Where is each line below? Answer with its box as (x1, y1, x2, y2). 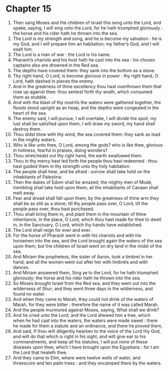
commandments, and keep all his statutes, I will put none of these (12, 338, 148, 344)
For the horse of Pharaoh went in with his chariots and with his (12, 232, 142, 238)
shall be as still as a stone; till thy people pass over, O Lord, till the (12, 200, 148, 206)
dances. (12, 264, 30, 270)
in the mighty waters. (12, 136, 57, 143)
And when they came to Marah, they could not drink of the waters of (12, 296, 154, 302)
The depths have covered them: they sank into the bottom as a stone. (12, 67, 156, 73)
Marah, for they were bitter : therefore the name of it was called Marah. (12, 301, 159, 307)
